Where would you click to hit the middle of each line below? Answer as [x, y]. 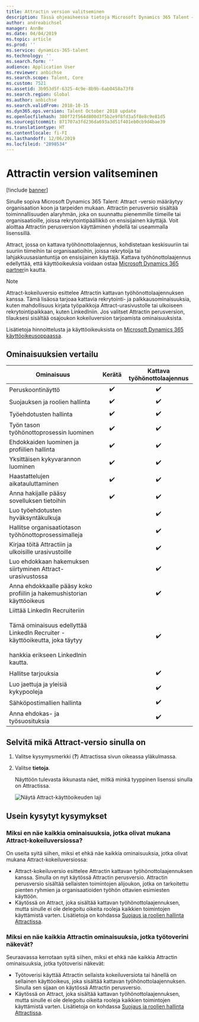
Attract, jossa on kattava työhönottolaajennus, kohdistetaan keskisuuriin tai [97, 245]
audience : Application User [41, 67]
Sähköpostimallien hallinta [45, 703]
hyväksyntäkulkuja [35, 518]
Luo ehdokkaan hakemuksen [49, 561]
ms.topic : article [29, 39]
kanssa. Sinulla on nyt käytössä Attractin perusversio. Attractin [91, 877]
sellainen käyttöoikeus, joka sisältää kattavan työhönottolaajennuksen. [100, 981]
